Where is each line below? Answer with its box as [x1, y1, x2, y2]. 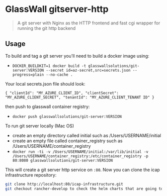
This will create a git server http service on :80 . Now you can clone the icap [5, 167, 160, 173]
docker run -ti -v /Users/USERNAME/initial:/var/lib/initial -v [12, 149, 149, 154]
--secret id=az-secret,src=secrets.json [46, 68, 131, 73]
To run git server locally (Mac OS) [5, 123, 75, 129]
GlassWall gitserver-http [5, 3, 109, 15]
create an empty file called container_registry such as [12, 138, 123, 144]
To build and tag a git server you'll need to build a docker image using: [5, 53, 150, 59]
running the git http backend [17, 25, 76, 31]
